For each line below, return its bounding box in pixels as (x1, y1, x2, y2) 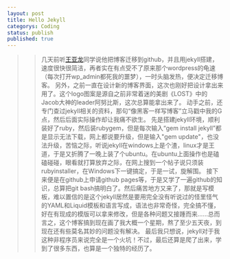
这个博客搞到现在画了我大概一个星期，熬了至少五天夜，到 (59, 218, 222, 227)
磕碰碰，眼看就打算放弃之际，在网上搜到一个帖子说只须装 (41, 159, 204, 167)
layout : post (7, 10, 45, 17)
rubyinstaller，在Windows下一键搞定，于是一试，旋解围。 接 (41, 167, 213, 175)
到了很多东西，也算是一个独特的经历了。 (41, 245, 156, 253)
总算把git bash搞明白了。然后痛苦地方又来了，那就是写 (53, 184, 209, 192)
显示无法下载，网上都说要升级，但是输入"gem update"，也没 (47, 133, 220, 141)
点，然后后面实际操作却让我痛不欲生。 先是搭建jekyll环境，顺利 (41, 115, 220, 124)
